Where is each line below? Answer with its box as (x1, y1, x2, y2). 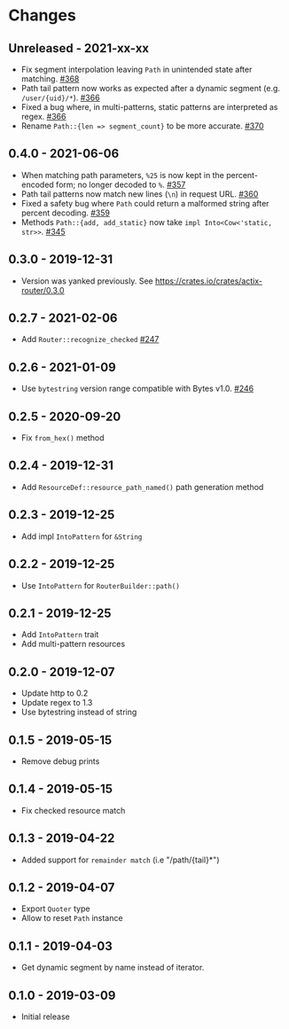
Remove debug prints (20, 755, 100, 767)
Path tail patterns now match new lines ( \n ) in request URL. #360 (20, 188, 259, 199)
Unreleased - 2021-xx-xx (8, 41, 150, 56)
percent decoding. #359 (20, 207, 110, 218)
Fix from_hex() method (20, 433, 105, 443)
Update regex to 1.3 (20, 698, 93, 708)
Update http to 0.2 (20, 688, 89, 698)
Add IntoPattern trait (20, 629, 99, 640)
